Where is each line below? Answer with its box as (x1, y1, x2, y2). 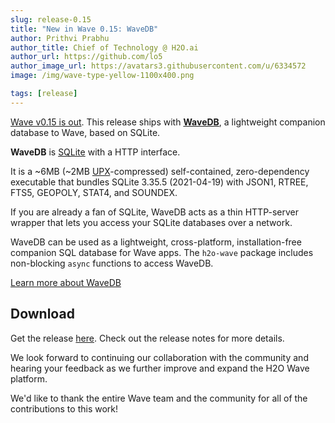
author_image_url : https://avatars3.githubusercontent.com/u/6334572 (10, 61, 307, 71)
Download (10, 306, 75, 323)
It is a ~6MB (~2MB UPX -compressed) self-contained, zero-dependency (10, 165, 310, 177)
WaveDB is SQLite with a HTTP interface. (10, 146, 181, 158)
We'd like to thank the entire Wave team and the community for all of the (10, 392, 308, 404)
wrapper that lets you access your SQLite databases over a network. (10, 216, 293, 228)
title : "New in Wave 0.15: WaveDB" (10, 24, 159, 34)
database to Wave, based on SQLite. (10, 126, 161, 138)
